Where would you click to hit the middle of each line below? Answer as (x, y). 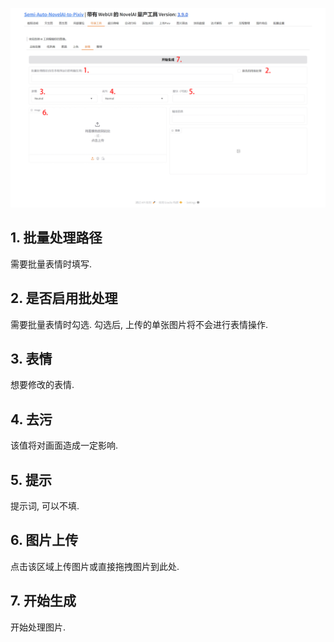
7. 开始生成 (43, 601)
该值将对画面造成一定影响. (64, 445)
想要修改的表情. (42, 385)
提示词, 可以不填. (45, 506)
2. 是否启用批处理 (64, 298)
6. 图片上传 (44, 540)
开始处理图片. (38, 627)
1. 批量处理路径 (56, 238)
